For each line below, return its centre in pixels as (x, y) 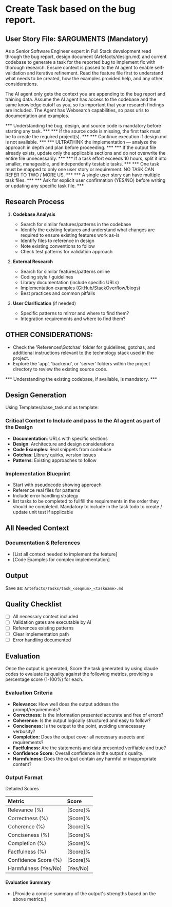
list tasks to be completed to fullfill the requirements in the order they (86, 501)
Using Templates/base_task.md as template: (52, 408)
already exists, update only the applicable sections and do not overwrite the (85, 153)
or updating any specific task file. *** (45, 186)
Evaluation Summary (28, 882)
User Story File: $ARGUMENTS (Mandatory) (77, 39)
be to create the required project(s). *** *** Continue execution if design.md (86, 136)
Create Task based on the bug (71, 9)
